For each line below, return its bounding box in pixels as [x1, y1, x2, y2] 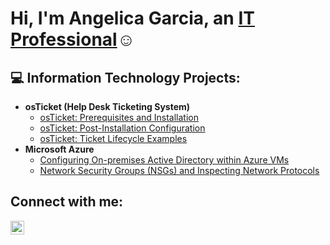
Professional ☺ [10, 28, 136, 51]
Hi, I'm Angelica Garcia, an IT [10, 7, 255, 30]
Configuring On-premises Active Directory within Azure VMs [39, 154, 290, 166]
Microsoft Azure [24, 143, 95, 155]
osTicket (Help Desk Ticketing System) [24, 101, 191, 112]
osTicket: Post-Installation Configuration [39, 122, 206, 134]
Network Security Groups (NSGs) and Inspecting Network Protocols [39, 165, 320, 176]
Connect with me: [10, 193, 124, 211]
